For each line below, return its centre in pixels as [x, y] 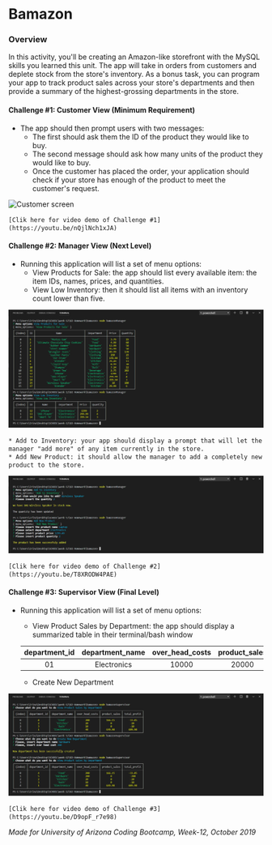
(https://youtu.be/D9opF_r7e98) [63, 817]
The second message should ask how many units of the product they [147, 154]
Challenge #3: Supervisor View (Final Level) [84, 592]
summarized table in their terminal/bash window [113, 634]
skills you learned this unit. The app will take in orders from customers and [133, 66]
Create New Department [73, 682]
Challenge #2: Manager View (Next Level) [80, 246]
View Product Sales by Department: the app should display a [133, 625]
